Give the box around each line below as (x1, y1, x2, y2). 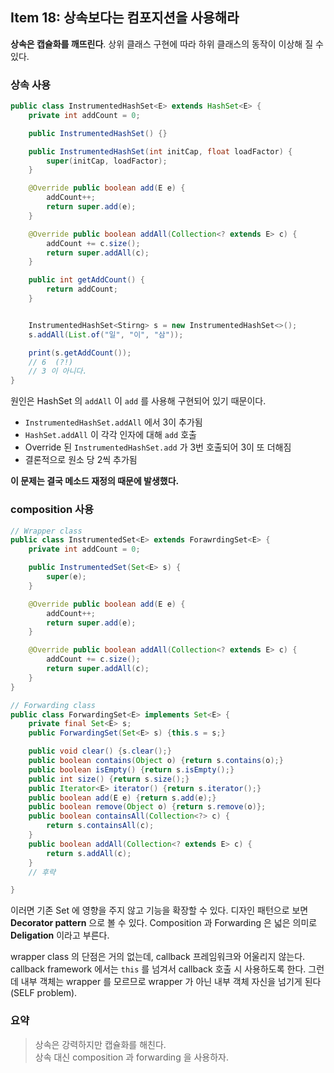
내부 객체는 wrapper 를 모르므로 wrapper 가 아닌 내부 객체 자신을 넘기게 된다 (20, 976, 322, 988)
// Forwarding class (10, 700, 97, 710)
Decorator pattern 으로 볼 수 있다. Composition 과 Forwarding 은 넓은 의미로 (10, 917, 318, 929)
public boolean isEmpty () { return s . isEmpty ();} (28, 764, 235, 775)
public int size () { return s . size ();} (28, 774, 190, 784)
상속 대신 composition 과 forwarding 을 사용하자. (34, 1051, 230, 1063)
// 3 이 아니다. (28, 366, 88, 377)
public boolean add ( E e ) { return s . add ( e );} (28, 793, 217, 803)
